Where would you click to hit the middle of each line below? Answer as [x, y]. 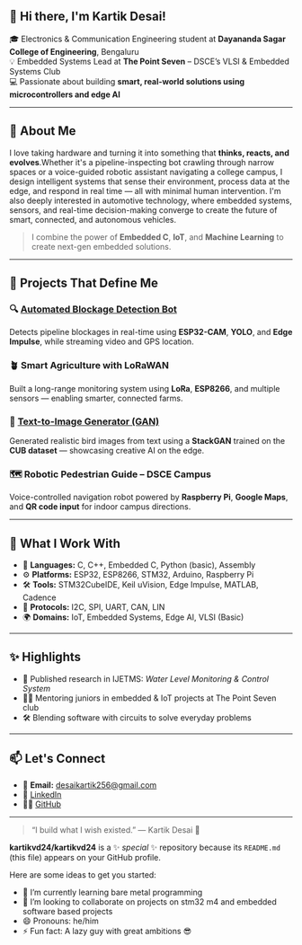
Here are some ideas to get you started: [83, 874]
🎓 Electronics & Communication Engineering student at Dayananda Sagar [147, 39]
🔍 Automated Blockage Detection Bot [93, 309]
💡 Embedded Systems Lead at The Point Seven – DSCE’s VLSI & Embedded [150, 61]
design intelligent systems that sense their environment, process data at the [150, 181]
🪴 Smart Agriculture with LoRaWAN [89, 366]
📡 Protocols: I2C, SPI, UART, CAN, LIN [93, 607]
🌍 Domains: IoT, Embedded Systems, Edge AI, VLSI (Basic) [133, 617]
